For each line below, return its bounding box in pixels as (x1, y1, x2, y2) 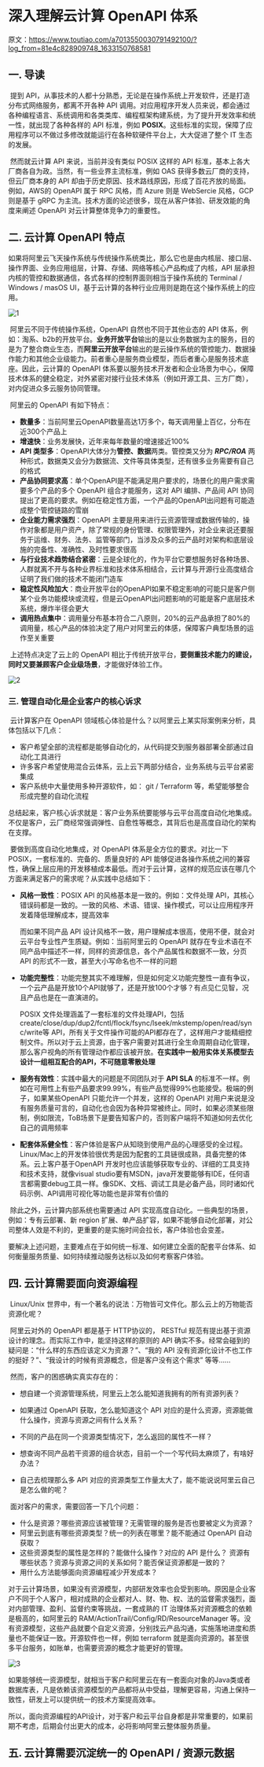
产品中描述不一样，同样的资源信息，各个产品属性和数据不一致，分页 (26, 946, 247, 956)
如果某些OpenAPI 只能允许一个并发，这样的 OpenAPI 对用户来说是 (33, 1093, 248, 1103)
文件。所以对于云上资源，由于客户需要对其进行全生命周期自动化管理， (26, 1037, 254, 1046)
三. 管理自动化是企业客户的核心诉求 (8, 696, 141, 707)
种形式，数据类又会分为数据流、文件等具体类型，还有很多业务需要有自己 (19, 456, 254, 465)
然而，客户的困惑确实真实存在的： (9, 1372, 120, 1381)
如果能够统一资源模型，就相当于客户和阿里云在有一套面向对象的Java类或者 (8, 1675, 251, 1684)
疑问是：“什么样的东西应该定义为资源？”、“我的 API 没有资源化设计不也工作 (8, 1345, 253, 1354)
